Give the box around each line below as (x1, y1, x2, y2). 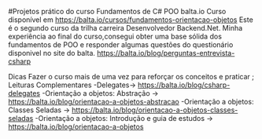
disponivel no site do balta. (8, 49, 96, 57)
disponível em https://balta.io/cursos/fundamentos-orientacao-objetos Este (8, 15, 253, 24)
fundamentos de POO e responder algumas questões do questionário (8, 40, 234, 49)
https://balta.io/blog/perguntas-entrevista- (97, 49, 235, 57)
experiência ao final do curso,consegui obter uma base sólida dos (8, 31, 223, 41)
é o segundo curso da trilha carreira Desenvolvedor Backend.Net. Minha (8, 24, 243, 32)
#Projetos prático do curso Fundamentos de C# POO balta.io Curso (8, 7, 227, 16)
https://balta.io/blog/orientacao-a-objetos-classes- (72, 105, 238, 115)
